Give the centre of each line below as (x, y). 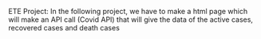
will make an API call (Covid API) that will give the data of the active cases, (131, 19)
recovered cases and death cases (64, 28)
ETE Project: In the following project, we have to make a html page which (128, 11)
